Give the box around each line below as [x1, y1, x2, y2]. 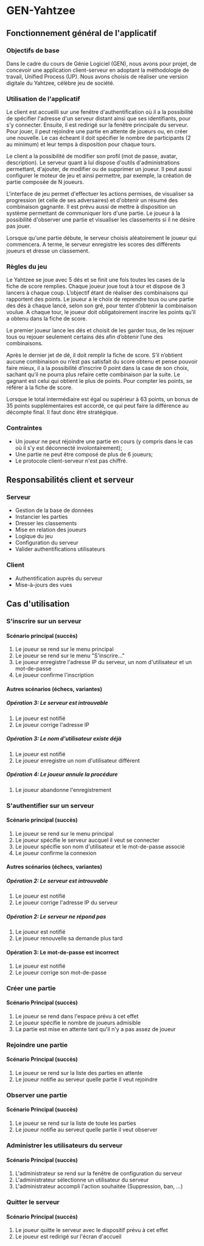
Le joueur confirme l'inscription [15, 671, 94, 679]
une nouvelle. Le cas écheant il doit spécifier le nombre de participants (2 [6, 135, 191, 142]
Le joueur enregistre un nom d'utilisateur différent [15, 757, 140, 764]
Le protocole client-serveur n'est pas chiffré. [15, 457, 128, 464]
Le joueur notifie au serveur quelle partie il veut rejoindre [15, 1076, 158, 1083]
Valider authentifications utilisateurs [15, 545, 105, 553]
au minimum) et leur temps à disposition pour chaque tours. [6, 141, 157, 148]
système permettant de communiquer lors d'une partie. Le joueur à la [6, 209, 181, 217]
